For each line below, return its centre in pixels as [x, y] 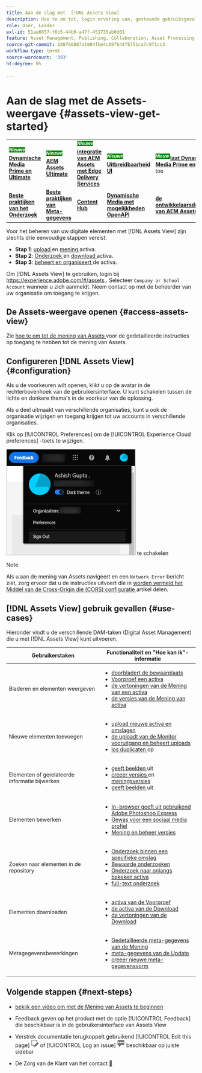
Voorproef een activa [137, 679]
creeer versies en [133, 775]
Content [87, 202]
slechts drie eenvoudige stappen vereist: [57, 237]
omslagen [123, 730]
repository [22, 870]
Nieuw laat [168, 157]
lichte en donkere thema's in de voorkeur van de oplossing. [80, 398]
